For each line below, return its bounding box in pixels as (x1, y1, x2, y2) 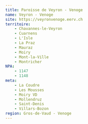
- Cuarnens (14, 31, 38, 36)
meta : (5, 78, 17, 83)
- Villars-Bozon (14, 106, 49, 111)
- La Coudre (14, 82, 40, 88)
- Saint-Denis (14, 102, 44, 107)
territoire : (5, 21, 31, 27)
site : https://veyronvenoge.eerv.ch (5, 17, 83, 22)
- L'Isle (14, 36, 33, 41)
